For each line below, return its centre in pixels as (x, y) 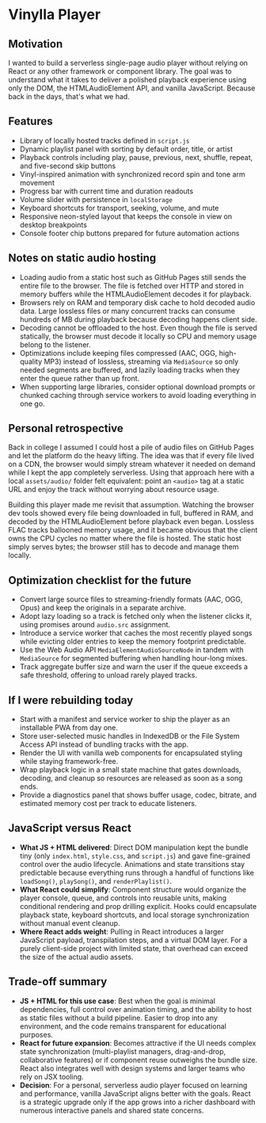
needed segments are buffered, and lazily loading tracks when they (129, 369)
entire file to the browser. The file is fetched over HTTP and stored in (131, 285)
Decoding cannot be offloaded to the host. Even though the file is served (138, 327)
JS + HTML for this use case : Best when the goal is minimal (118, 1001)
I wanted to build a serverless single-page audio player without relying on (128, 63)
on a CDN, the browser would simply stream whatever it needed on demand (132, 464)
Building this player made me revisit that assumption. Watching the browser (131, 505)
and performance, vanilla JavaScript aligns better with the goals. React (135, 1093)
